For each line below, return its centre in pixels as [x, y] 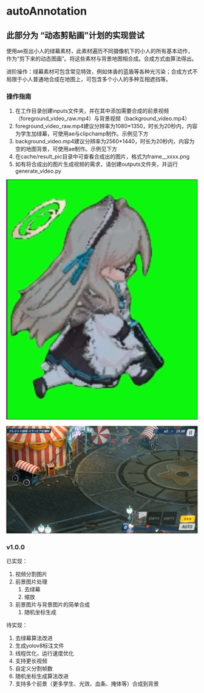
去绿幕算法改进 [34, 638]
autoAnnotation [46, 11]
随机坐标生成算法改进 [42, 676]
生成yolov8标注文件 [39, 646]
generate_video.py [38, 171]
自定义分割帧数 [34, 669]
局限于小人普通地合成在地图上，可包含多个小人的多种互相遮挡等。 [89, 79]
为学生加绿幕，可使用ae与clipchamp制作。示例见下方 [82, 134]
